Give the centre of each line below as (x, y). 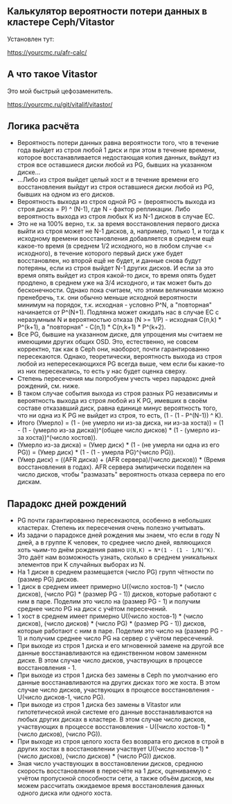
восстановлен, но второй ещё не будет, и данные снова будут (109, 261)
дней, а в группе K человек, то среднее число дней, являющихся (114, 542)
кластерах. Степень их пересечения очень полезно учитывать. (111, 528)
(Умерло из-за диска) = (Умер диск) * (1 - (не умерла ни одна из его (118, 445)
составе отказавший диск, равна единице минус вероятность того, (117, 408)
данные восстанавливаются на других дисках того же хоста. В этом (118, 683)
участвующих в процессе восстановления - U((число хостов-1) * (114, 727)
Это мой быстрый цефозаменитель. (60, 91)
